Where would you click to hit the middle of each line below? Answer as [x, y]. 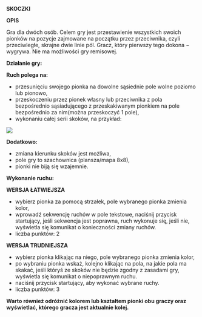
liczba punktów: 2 [37, 234]
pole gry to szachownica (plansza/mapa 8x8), [72, 160]
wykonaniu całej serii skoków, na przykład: [68, 119]
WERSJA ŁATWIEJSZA [36, 190]
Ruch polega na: [27, 75]
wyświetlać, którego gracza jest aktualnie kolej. [68, 307]
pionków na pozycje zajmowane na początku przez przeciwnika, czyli [93, 38]
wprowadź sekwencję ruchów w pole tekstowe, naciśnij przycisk [96, 214]
